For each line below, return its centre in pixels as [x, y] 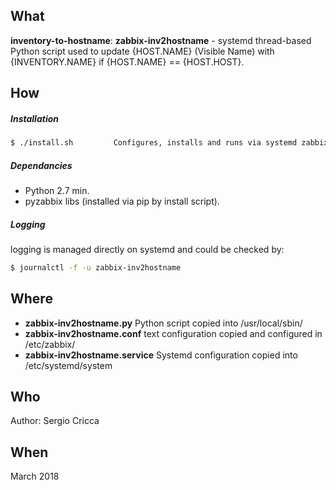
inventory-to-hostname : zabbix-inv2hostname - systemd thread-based [161, 40]
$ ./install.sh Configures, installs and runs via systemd [154, 143]
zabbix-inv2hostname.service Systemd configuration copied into [161, 355]
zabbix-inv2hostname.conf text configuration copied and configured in [173, 333]
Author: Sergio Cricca [55, 421]
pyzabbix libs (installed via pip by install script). [122, 201]
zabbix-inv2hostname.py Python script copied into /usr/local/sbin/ [163, 323]
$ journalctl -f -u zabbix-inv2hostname [96, 267]
